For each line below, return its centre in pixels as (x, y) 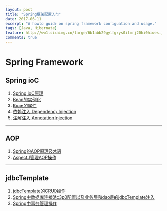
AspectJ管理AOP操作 (34, 157)
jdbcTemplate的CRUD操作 (39, 191)
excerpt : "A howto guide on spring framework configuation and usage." (81, 24)
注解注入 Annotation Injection (43, 118)
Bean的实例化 (27, 99)
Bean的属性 (25, 105)
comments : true (21, 38)
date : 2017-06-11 (24, 19)
